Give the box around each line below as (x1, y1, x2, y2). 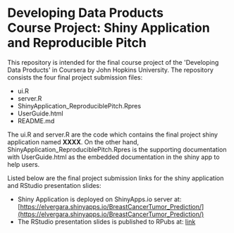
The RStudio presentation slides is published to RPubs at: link (17, 217, 196, 226)
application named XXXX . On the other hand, (7, 137, 140, 146)
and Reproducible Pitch (7, 35, 147, 51)
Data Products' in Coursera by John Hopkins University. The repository (7, 65, 214, 74)
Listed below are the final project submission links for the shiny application (7, 174, 224, 182)
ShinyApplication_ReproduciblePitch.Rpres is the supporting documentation (7, 145, 227, 153)
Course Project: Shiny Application (7, 20, 210, 36)
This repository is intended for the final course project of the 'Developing (7, 58, 219, 66)
